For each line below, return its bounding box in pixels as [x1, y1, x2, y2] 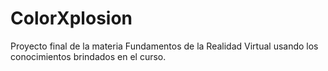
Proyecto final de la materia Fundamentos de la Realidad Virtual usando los [10, 40, 319, 52]
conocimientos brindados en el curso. [10, 50, 167, 62]
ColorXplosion [10, 7, 133, 30]
